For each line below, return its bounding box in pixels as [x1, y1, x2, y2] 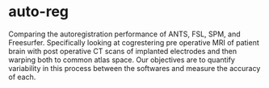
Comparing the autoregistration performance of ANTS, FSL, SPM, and [8, 29, 241, 39]
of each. [8, 72, 36, 82]
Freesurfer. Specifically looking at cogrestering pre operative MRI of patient [8, 37, 260, 47]
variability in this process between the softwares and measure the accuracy [8, 63, 261, 73]
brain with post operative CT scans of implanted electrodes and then [8, 46, 237, 56]
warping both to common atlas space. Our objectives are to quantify [8, 55, 236, 65]
